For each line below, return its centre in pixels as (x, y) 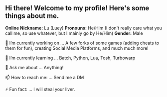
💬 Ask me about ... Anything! (34, 67)
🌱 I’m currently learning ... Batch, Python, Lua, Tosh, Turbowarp (70, 58)
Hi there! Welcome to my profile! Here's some (77, 8)
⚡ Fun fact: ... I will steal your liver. (40, 89)
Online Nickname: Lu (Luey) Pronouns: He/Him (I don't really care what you (84, 28)
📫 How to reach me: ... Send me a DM (45, 77)
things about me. (32, 16)
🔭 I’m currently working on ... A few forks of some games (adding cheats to (82, 43)
